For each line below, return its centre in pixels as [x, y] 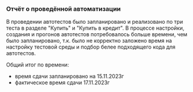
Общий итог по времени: [38, 65]
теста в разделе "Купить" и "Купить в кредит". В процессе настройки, [95, 28]
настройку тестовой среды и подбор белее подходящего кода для [91, 47]
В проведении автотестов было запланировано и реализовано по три [94, 22]
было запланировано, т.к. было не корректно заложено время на [89, 41]
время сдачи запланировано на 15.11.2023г [69, 77]
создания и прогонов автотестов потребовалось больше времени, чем [97, 34]
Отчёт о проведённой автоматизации [64, 9]
